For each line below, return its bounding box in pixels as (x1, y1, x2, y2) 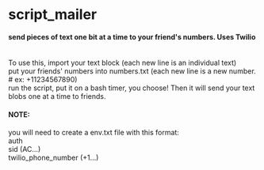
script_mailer (8, 6, 98, 24)
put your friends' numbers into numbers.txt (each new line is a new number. (8, 66, 256, 76)
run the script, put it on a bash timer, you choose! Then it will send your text (8, 83, 255, 93)
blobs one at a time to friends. (8, 92, 106, 101)
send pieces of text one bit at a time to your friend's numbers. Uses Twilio (8, 32, 256, 41)
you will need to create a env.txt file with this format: (8, 127, 180, 137)
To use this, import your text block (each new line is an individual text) (8, 58, 237, 68)
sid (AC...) (8, 144, 41, 153)
